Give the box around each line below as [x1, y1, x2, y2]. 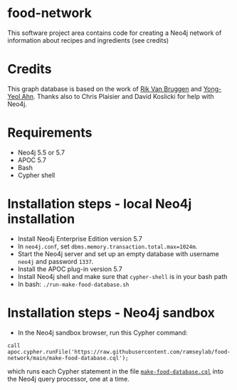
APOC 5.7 [17, 155, 46, 164]
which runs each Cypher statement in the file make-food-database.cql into [7, 367, 224, 375]
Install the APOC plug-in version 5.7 [17, 265, 122, 273]
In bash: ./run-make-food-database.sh [17, 280, 130, 288]
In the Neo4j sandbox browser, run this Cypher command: [17, 328, 188, 337]
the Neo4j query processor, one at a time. [7, 374, 130, 383]
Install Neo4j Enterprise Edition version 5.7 [17, 234, 142, 243]
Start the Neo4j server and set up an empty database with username [17, 249, 219, 258]
